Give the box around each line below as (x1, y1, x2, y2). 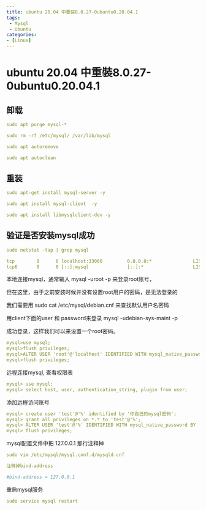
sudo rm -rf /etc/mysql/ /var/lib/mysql (6, 132, 112, 138)
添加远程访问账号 (6, 399, 50, 406)
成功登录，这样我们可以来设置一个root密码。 (6, 328, 119, 335)
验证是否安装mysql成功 (6, 230, 95, 241)
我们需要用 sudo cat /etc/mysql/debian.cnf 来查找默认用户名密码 (6, 301, 170, 309)
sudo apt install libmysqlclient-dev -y (6, 212, 112, 218)
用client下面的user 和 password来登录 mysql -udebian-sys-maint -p (6, 315, 178, 322)
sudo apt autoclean (6, 154, 56, 161)
